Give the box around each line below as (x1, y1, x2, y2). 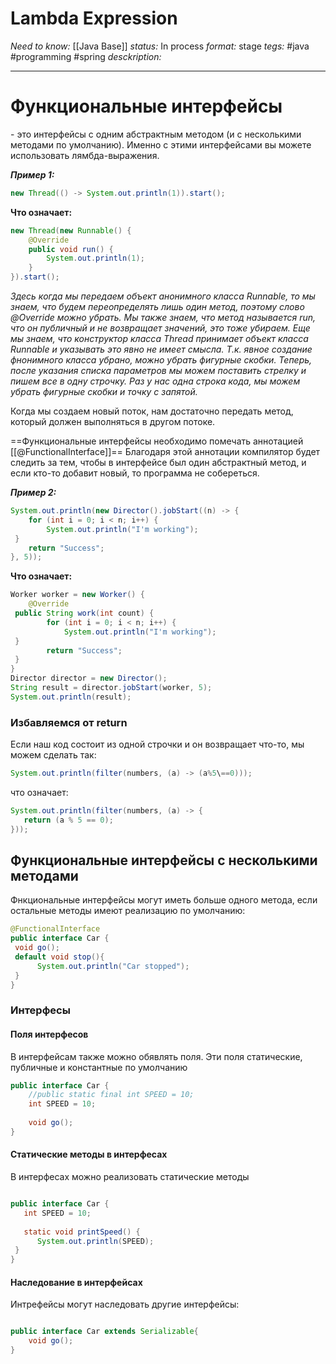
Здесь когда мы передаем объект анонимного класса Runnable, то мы (10, 290, 316, 302)
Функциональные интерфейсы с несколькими (10, 852, 318, 869)
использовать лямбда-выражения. (10, 149, 160, 161)
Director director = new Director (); (10, 673, 168, 684)
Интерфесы (10, 1003, 71, 1017)
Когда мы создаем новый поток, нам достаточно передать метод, (10, 405, 294, 417)
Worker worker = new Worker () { (10, 590, 145, 600)
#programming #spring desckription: (10, 50, 162, 62)
